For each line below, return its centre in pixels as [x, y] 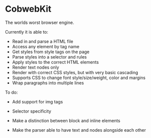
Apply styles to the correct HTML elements [55, 62]
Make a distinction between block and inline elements [66, 120]
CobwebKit [28, 9]
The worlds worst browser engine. [40, 22]
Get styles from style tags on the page [51, 52]
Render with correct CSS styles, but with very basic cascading [75, 72]
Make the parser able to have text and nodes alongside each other [79, 130]
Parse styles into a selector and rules [49, 57]
